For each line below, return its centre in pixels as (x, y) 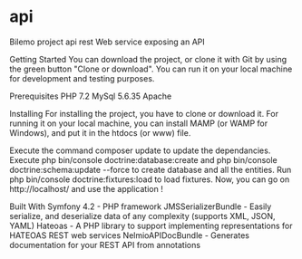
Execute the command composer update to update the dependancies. (140, 150)
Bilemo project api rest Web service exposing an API (107, 42)
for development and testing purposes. (82, 78)
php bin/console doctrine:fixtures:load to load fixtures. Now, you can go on (150, 179)
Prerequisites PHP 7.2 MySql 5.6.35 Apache (91, 96)
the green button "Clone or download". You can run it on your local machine (151, 69)
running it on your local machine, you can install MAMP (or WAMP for (139, 123)
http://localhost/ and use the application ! (86, 188)
